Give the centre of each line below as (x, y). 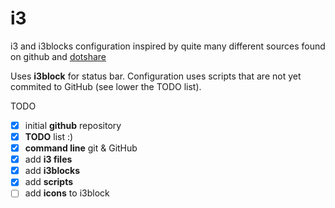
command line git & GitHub (81, 148)
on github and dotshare (58, 56)
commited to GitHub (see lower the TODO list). (106, 86)
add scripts (49, 182)
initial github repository (73, 125)
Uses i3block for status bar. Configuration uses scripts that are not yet (156, 76)
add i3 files (48, 159)
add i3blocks (52, 171)
